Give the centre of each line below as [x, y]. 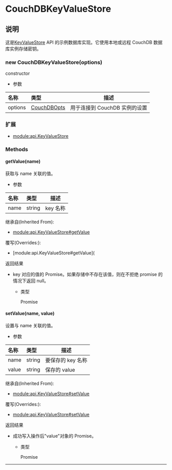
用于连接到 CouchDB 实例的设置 [109, 108]
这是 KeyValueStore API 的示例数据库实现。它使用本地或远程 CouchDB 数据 [84, 42]
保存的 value [60, 370]
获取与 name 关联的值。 [30, 173]
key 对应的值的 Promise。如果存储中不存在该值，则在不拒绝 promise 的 [88, 274]
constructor [18, 73]
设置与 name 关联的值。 [30, 325]
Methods [17, 149]
